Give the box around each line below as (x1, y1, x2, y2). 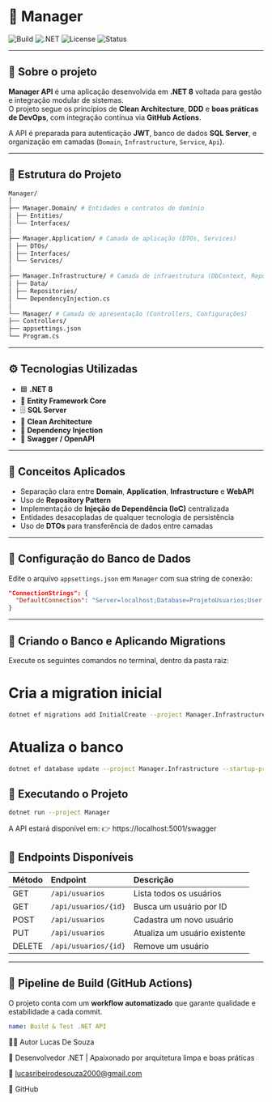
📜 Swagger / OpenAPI (19, 433, 96, 444)
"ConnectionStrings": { (8, 589, 89, 598)
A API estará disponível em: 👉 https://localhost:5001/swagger (8, 823, 217, 833)
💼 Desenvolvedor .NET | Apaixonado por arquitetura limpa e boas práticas (8, 1053, 255, 1062)
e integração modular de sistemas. (8, 95, 124, 104)
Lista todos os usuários (133, 888, 222, 900)
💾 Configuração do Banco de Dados (8, 552, 192, 566)
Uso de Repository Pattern (19, 495, 112, 504)
